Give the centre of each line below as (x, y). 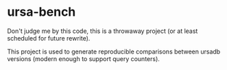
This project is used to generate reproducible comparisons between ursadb (114, 51)
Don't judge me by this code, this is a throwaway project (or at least (103, 31)
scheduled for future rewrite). (49, 38)
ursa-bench (41, 12)
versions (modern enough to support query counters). (83, 58)
